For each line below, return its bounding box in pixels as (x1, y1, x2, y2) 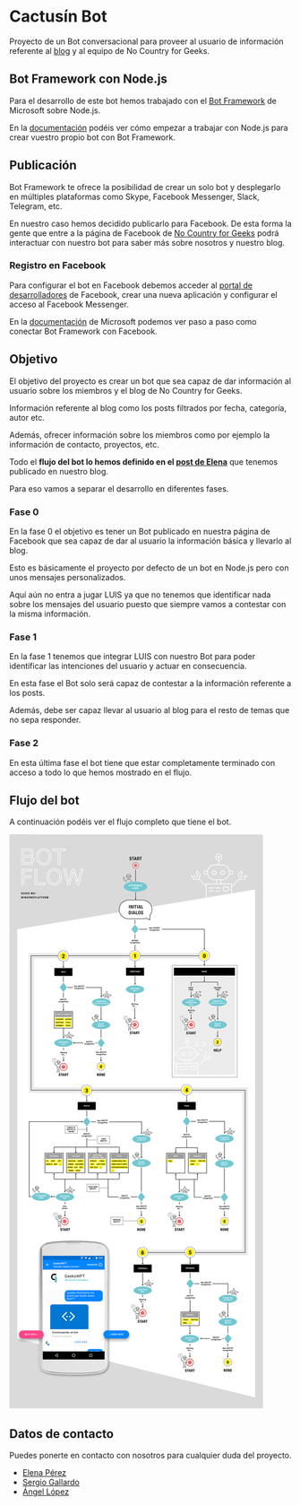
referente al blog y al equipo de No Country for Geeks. (9, 45, 210, 56)
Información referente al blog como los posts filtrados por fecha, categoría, (9, 402, 287, 413)
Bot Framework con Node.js (9, 72, 168, 87)
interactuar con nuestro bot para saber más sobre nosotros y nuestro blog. (9, 237, 285, 248)
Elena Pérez (21, 1467, 67, 1478)
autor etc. (9, 412, 45, 422)
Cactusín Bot (9, 6, 107, 27)
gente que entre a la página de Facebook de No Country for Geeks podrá (9, 227, 279, 239)
